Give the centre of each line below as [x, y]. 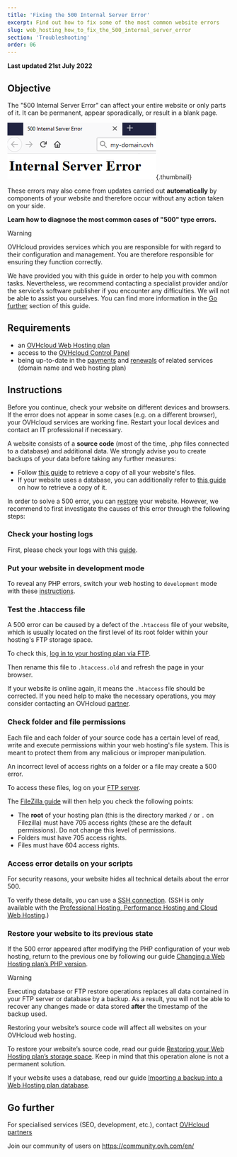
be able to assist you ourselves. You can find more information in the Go [112, 298]
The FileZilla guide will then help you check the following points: [100, 801]
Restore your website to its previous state [80, 933]
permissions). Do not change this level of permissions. [97, 830]
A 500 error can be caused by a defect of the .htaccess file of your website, [118, 625]
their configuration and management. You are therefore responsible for [110, 254]
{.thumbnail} [174, 176]
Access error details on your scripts [70, 863]
